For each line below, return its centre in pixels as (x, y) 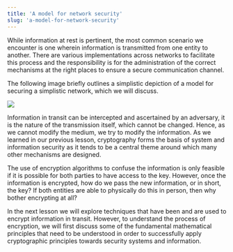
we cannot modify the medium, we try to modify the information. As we (109, 132)
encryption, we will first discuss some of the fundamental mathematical (110, 226)
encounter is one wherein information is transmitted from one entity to (108, 47)
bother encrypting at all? (42, 198)
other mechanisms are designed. (54, 154)
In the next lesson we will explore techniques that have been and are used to (117, 211)
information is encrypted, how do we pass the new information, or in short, (114, 183)
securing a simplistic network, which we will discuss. (83, 91)
